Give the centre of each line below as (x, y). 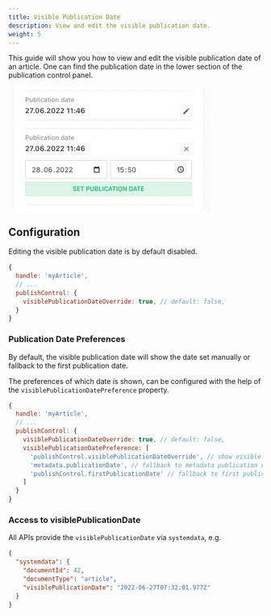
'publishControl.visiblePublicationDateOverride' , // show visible (146, 457)
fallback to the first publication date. (69, 365)
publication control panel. (51, 75)
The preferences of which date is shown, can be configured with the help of (135, 381)
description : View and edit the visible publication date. (110, 25)
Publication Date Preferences (67, 340)
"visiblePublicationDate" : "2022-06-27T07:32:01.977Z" (117, 587)
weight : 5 (25, 34)
